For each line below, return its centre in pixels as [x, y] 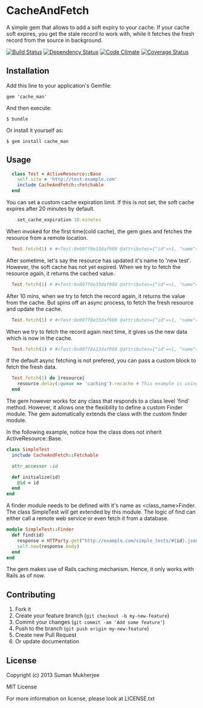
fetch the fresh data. [32, 367]
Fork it [23, 609]
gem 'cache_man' [27, 97]
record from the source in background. [54, 40]
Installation [28, 71]
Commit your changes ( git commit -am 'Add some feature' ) [90, 622]
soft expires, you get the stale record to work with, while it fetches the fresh [100, 33]
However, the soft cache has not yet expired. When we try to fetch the [94, 266]
